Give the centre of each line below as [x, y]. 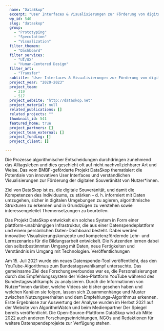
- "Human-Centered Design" [41, 64]
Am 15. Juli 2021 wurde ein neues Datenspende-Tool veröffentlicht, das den [81, 261]
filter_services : [27, 55]
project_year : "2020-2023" [37, 82]
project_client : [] [29, 142]
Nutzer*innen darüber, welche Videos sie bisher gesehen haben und [74, 287]
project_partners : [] [31, 128]
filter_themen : [25, 46]
